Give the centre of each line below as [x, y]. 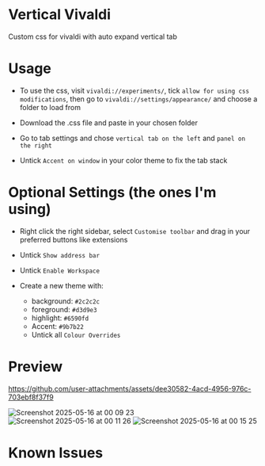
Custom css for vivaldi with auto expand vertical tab [93, 36]
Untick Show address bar [60, 254]
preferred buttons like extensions [74, 239]
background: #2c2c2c [66, 301]
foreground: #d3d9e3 [64, 309]
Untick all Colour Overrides [76, 334]
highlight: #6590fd [60, 318]
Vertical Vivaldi [59, 15]
